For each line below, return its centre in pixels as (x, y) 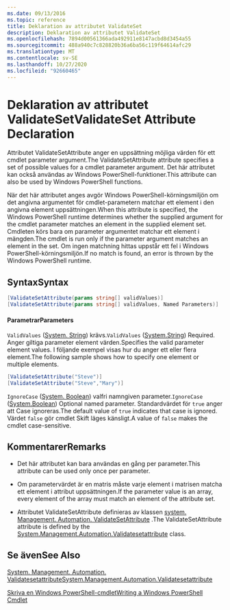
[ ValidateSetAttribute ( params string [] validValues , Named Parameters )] (113, 305)
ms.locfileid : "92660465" (44, 71)
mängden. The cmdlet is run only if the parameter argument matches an (108, 239)
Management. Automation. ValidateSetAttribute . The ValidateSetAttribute (119, 519)
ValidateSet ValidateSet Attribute (102, 119)
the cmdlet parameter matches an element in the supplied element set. (107, 224)
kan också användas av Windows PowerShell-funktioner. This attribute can (112, 175)
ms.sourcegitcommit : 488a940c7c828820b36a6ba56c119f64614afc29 (99, 45)
